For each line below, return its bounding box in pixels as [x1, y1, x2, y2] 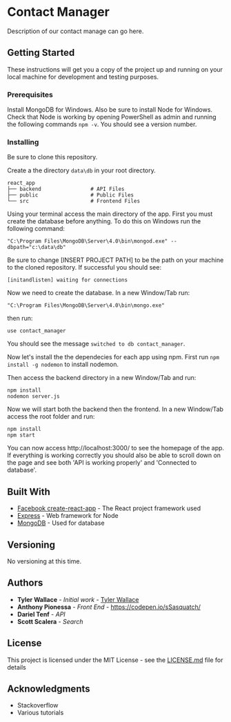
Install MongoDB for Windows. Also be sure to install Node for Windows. [7, 106, 212, 114]
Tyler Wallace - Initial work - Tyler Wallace [17, 595, 139, 603]
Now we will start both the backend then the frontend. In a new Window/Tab [7, 405, 224, 414]
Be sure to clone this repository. [7, 153, 98, 161]
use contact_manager [7, 328, 67, 334]
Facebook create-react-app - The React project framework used [17, 504, 201, 512]
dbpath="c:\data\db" [7, 244, 67, 251]
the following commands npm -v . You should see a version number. [7, 120, 197, 128]
